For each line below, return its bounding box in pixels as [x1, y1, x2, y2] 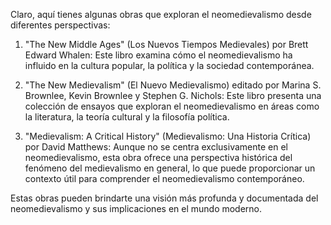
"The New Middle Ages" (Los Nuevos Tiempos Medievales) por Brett [24, 39, 309, 50]
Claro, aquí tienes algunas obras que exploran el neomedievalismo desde [10, 9, 312, 20]
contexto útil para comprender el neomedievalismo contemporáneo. [24, 173, 305, 184]
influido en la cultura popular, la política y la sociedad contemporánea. [24, 60, 315, 71]
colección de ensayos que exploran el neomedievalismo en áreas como [24, 100, 320, 112]
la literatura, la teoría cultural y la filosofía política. [24, 111, 230, 123]
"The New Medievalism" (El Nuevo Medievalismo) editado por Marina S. [24, 79, 322, 91]
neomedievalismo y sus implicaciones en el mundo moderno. [10, 203, 263, 214]
